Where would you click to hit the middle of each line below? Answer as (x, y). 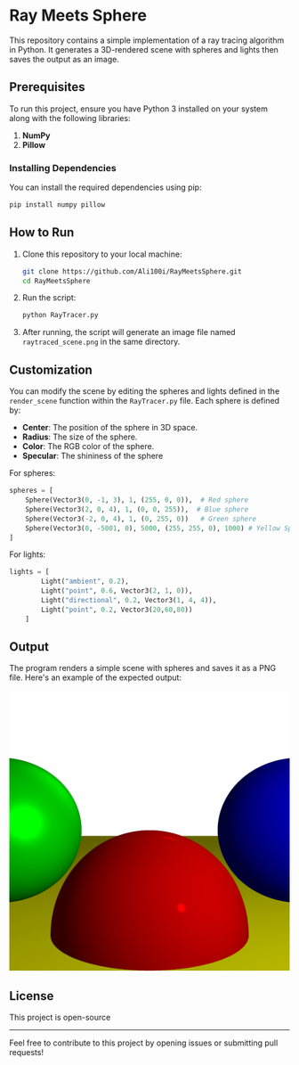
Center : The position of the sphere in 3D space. (110, 428)
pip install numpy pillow (57, 205)
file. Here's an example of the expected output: (96, 677)
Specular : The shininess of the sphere (93, 456)
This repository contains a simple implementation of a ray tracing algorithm (147, 40)
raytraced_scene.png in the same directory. (101, 342)
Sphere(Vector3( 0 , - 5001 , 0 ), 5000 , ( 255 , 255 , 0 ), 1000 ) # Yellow (153, 528)
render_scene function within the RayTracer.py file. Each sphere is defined (145, 401)
